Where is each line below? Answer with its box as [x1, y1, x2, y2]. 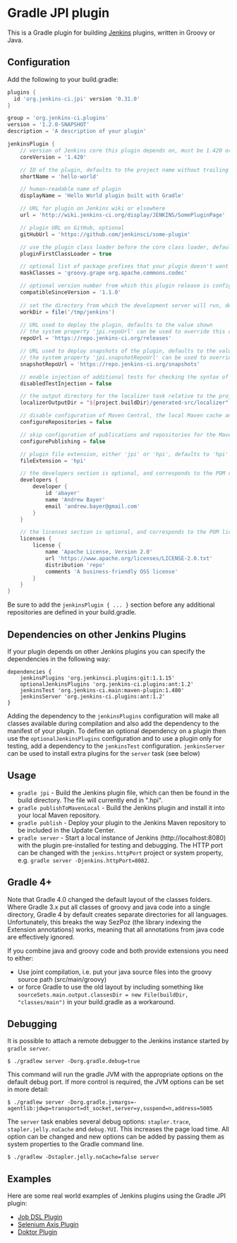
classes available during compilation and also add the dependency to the [7, 719, 220, 727]
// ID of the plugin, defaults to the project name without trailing [20, 166, 229, 174]
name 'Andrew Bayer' [44, 496, 106, 503]
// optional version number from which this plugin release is [20, 282, 210, 290]
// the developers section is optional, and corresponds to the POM [20, 470, 226, 477]
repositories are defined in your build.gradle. [7, 608, 137, 617]
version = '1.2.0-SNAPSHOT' [7, 121, 90, 129]
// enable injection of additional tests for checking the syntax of [20, 373, 229, 381]
